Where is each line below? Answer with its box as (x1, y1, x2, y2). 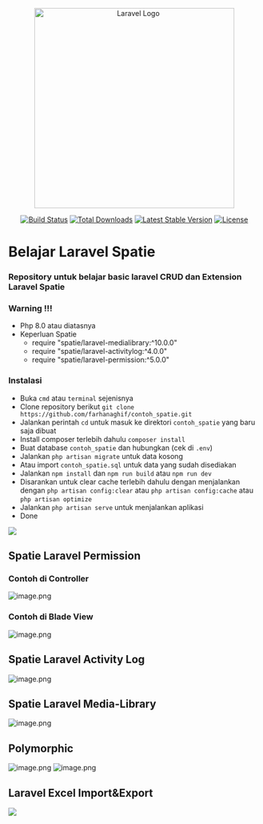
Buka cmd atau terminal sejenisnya (19, 393, 133, 403)
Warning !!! (8, 303, 53, 314)
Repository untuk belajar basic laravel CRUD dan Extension (8, 271, 242, 283)
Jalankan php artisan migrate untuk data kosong (19, 451, 184, 460)
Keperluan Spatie (19, 329, 78, 340)
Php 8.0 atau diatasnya (19, 321, 96, 331)
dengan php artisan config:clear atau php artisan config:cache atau (19, 485, 254, 495)
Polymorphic (8, 742, 74, 755)
